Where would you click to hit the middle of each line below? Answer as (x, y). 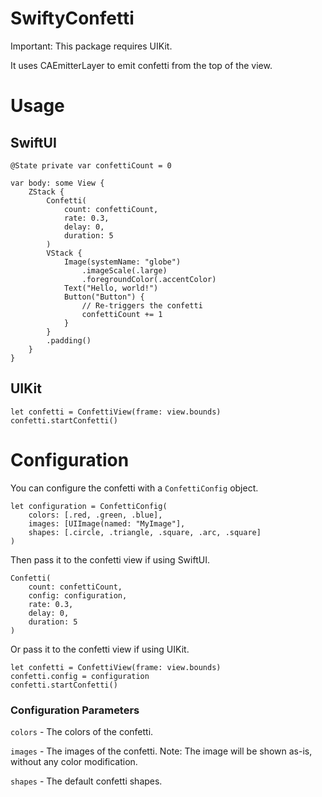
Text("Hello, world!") (111, 288)
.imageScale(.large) (124, 270)
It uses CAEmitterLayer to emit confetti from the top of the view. (141, 65)
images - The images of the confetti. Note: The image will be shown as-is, (161, 751)
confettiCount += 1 (122, 314)
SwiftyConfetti (72, 18)
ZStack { (46, 192)
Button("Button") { (104, 297)
